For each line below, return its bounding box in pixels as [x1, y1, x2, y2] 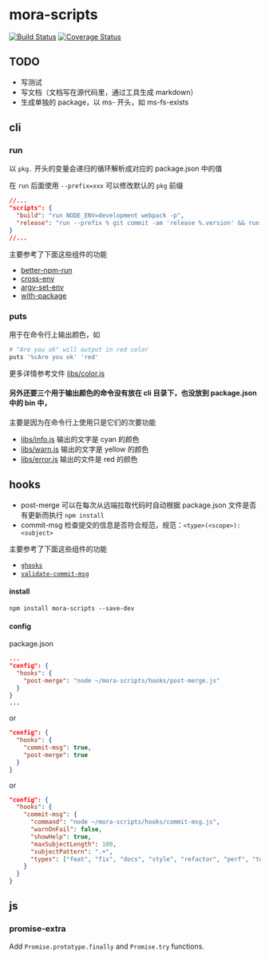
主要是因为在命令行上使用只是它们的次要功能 [9, 417, 156, 427]
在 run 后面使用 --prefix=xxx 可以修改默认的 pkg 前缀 [9, 181, 184, 191]
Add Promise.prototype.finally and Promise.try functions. [9, 941, 204, 951]
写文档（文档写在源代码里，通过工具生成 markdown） [20, 87, 198, 97]
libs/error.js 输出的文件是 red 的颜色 [20, 454, 138, 464]
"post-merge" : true [23, 751, 89, 759]
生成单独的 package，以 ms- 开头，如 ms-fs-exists [20, 97, 189, 107]
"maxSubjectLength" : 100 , [30, 840, 117, 848]
